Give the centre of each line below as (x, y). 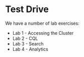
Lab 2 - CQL (25, 38)
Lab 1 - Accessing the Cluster (43, 33)
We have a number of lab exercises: (42, 23)
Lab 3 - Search (28, 43)
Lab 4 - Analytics (30, 49)
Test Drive (27, 9)
